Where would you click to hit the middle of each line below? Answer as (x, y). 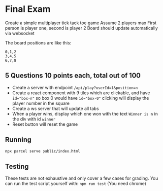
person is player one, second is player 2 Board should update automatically (81, 28)
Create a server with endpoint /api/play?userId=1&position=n (75, 87)
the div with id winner (34, 119)
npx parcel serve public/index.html (43, 151)
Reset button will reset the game (45, 124)
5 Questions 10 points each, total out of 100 (73, 76)
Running (18, 140)
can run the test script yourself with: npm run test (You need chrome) (76, 184)
